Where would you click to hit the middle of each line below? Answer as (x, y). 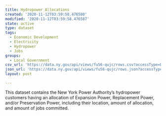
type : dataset (20, 28)
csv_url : (14, 65)
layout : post (19, 74)
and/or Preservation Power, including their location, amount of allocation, (80, 103)
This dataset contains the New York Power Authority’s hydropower (73, 92)
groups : (13, 56)
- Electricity (24, 42)
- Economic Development (34, 38)
